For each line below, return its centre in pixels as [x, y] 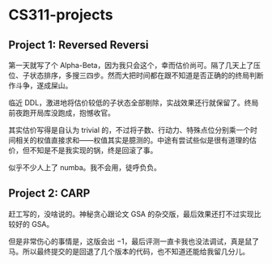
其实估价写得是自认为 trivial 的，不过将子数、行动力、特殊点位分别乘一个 [130, 130]
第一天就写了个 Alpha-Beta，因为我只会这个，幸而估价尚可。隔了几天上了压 [134, 65]
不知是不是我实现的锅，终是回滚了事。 [93, 150]
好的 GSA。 [34, 224]
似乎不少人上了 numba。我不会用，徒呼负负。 [85, 167]
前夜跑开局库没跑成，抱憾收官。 [62, 113]
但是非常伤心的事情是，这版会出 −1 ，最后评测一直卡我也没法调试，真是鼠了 [134, 241]
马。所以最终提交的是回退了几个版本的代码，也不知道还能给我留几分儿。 [129, 251]
